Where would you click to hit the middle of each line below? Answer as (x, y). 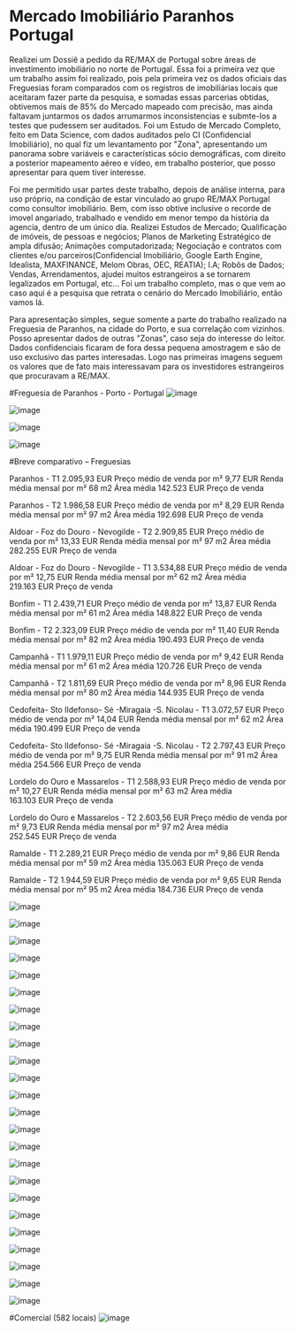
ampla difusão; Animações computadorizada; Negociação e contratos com (145, 246)
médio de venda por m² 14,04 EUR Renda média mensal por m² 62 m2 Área (147, 719)
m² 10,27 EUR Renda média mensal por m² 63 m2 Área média (121, 791)
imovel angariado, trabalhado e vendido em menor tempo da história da (139, 218)
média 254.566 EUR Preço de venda (75, 764)
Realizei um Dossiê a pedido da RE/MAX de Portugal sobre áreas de (133, 59)
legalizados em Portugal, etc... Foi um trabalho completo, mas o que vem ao (147, 283)
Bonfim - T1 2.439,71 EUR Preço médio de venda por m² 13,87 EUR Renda (143, 603)
